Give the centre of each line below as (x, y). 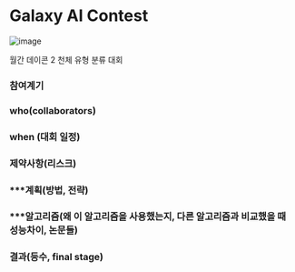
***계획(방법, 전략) (49, 190)
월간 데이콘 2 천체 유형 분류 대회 (66, 59)
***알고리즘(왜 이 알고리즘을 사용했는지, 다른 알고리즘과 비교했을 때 (148, 217)
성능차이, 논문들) (44, 230)
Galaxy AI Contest (79, 16)
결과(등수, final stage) (57, 257)
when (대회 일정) (45, 136)
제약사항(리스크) (43, 163)
